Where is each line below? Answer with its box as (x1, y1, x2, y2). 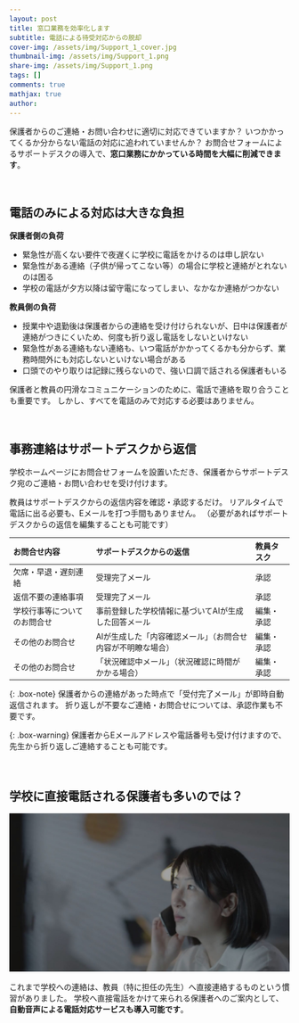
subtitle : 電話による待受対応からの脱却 (9, 33, 142, 42)
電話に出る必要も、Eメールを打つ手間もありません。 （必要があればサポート (9, 508, 289, 519)
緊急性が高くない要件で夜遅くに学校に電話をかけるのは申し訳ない (21, 250, 264, 260)
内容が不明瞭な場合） (95, 642, 174, 653)
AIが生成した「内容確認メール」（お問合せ (95, 631, 248, 641)
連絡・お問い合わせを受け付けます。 (39, 478, 173, 489)
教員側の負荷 (9, 301, 56, 312)
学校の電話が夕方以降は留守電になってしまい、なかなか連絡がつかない (21, 283, 280, 293)
